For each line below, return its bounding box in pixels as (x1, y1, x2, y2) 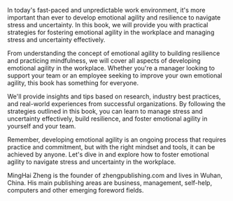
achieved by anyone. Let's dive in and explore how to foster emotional (7, 150, 209, 158)
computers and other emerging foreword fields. (7, 186, 144, 194)
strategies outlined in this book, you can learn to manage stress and (7, 107, 203, 115)
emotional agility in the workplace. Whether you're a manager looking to (7, 64, 216, 72)
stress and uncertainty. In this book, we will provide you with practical (7, 21, 209, 29)
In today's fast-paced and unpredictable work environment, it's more (7, 6, 206, 14)
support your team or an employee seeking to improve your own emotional (7, 71, 223, 80)
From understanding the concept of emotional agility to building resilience (7, 49, 220, 57)
